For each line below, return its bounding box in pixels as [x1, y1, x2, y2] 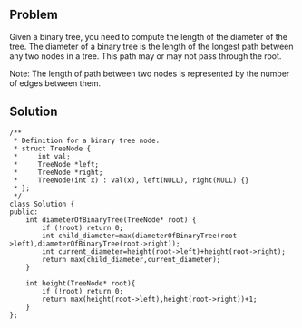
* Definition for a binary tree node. [13, 136, 161, 145]
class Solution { [9, 199, 75, 208]
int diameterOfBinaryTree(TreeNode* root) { [25, 215, 197, 225]
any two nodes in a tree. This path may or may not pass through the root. [9, 50, 282, 62]
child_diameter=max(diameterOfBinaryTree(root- [57, 231, 242, 240]
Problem [9, 7, 59, 23]
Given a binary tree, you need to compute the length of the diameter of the [9, 31, 288, 42]
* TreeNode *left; [13, 159, 100, 169]
